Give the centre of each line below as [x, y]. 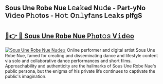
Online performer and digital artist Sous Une [111, 50]
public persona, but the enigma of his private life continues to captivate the [80, 71]
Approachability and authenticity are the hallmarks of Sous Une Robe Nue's [81, 66]
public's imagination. [26, 76]
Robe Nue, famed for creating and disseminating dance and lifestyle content [81, 55]
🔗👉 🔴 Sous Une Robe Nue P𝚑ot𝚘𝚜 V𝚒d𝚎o [70, 36]
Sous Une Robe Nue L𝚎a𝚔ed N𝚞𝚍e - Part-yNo [75, 8]
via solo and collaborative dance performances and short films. [68, 61]
